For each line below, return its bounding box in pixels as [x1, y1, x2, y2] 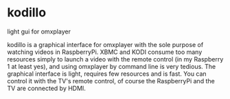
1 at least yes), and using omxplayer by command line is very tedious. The [7, 62, 216, 70]
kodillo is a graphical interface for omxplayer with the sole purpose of [7, 40, 204, 48]
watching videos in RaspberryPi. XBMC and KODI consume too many [7, 48, 203, 56]
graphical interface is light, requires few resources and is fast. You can [7, 70, 207, 78]
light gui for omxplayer [7, 27, 71, 36]
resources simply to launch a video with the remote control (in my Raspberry [7, 55, 224, 63]
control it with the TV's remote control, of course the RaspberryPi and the [7, 76, 215, 85]
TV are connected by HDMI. [7, 84, 86, 92]
